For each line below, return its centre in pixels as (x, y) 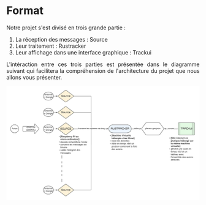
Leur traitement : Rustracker (51, 46)
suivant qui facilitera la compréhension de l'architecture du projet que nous (103, 70)
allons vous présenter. (34, 77)
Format (25, 11)
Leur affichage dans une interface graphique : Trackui (83, 52)
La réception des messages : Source (62, 39)
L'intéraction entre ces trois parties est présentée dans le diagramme (103, 64)
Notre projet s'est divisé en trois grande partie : (66, 28)
